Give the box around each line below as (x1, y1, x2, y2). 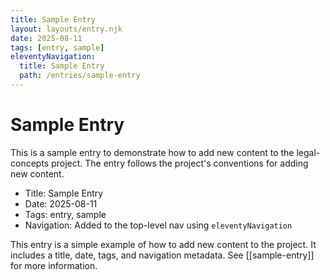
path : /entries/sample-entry (19, 71, 141, 81)
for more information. (10, 259, 98, 271)
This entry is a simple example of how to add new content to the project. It (10, 238, 317, 250)
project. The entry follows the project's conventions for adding (51, 157, 309, 169)
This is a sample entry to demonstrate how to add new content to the (10, 146, 295, 158)
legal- (296, 146, 321, 158)
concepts (10, 157, 50, 169)
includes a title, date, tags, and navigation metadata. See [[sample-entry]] (10, 249, 315, 261)
